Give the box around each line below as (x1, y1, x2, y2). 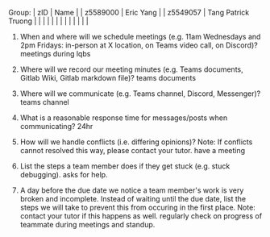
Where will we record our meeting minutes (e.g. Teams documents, (19, 64, 243, 74)
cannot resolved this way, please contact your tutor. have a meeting (19, 146, 246, 155)
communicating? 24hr (19, 122, 93, 131)
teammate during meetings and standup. (19, 220, 156, 229)
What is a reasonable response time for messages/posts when (19, 113, 228, 123)
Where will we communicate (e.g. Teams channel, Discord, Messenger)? (19, 89, 261, 98)
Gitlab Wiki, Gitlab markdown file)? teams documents (19, 73, 196, 82)
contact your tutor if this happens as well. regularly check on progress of (19, 211, 263, 221)
